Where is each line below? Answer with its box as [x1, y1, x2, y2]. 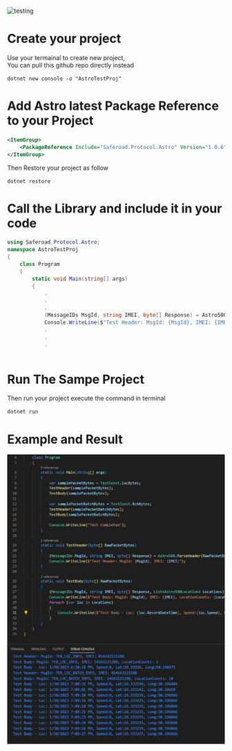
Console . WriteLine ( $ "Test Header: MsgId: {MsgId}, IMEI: [43, 319, 212, 326]
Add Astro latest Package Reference [7, 98, 220, 114]
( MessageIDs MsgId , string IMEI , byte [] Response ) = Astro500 [43, 312, 227, 319]
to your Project [7, 113, 94, 128]
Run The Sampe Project [7, 371, 145, 387]
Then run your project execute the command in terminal [7, 394, 166, 402]
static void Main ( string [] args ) [32, 275, 128, 282]
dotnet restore [7, 177, 51, 185]
